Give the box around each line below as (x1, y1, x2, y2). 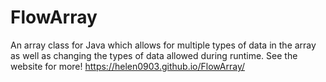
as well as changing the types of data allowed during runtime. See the (10, 49, 298, 61)
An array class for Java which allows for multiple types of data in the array (10, 39, 317, 51)
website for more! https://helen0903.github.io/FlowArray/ (10, 60, 246, 72)
